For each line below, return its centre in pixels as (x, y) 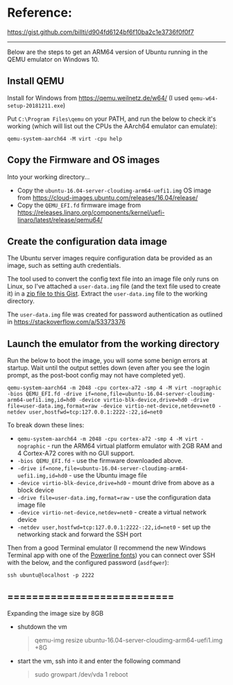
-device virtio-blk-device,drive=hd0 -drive (144, 400)
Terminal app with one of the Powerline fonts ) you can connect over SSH (111, 555)
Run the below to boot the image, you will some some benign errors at (107, 361)
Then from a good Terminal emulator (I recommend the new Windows (107, 548)
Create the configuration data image (87, 241)
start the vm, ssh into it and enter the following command (99, 661)
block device (35, 490)
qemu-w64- (204, 99)
